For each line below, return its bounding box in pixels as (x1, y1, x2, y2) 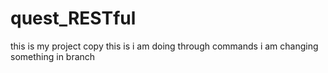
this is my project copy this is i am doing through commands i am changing (10, 40, 319, 52)
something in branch (10, 50, 96, 62)
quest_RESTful (10, 7, 137, 30)
